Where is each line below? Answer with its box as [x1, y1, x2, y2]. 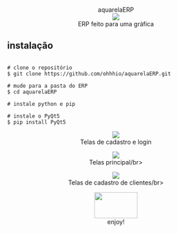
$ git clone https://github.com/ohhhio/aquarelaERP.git [7, 70, 171, 77]
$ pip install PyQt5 [7, 118, 67, 126]
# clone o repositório [7, 64, 72, 71]
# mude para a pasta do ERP [7, 82, 88, 89]
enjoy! [107, 217, 125, 226]
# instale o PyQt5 [7, 113, 60, 120]
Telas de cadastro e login [80, 138, 152, 146]
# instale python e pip [7, 100, 76, 107]
